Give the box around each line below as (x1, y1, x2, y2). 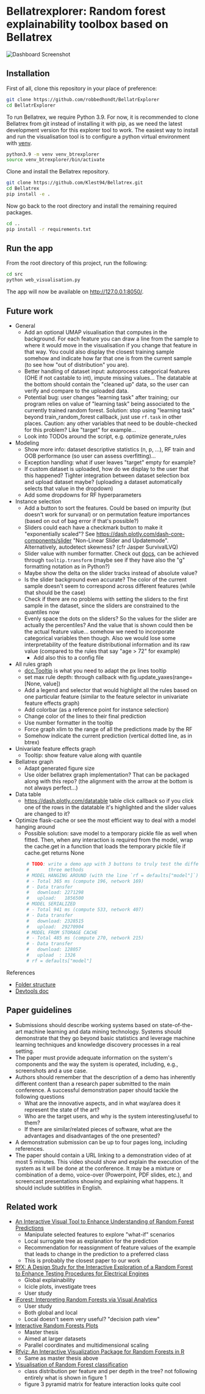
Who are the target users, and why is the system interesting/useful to (24, 1112, 198, 1120)
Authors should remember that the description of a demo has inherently (15, 1073, 196, 1080)
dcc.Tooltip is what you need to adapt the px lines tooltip (24, 667, 167, 674)
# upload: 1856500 (26, 895, 84, 902)
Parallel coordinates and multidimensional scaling (24, 1341, 149, 1349)
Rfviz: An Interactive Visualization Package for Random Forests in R (15, 1348, 185, 1355)
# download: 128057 (26, 946, 81, 953)
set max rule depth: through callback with (24, 674, 129, 680)
